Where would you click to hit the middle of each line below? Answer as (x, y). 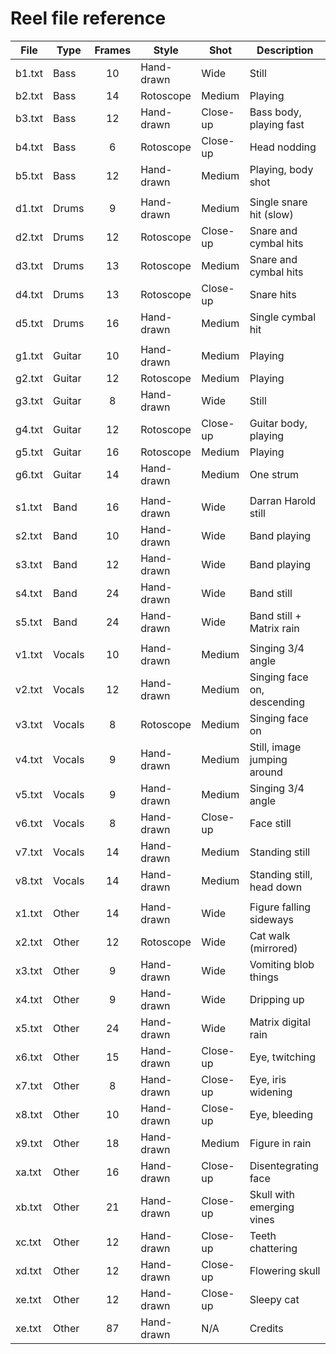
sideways (272, 919)
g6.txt (29, 474)
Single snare (278, 202)
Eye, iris (268, 1079)
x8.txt (29, 1114)
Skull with (272, 1194)
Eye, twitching (283, 1057)
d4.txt (29, 294)
